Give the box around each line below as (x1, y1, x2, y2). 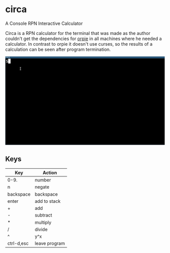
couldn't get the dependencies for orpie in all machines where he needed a (5, 35, 162, 42)
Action (42, 169, 57, 175)
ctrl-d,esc (7, 240, 29, 246)
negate (34, 184, 50, 190)
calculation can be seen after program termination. (5, 46, 111, 52)
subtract (34, 212, 52, 219)
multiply (34, 219, 52, 225)
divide (34, 226, 48, 232)
